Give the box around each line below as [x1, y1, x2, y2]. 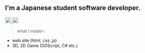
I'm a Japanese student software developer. [5, 4, 141, 12]
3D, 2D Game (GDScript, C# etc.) [12, 42, 78, 48]
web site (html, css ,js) [12, 37, 57, 43]
